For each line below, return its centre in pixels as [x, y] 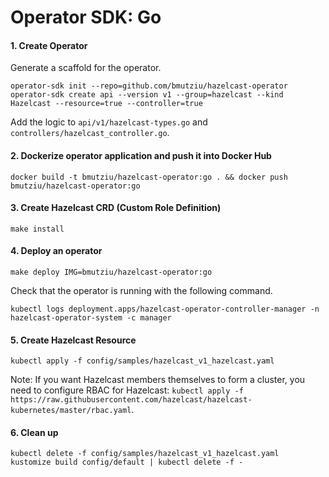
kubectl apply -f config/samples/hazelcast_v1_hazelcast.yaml [142, 361]
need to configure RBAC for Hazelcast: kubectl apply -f [127, 390]
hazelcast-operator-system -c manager [91, 318]
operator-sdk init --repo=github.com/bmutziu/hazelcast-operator [149, 86]
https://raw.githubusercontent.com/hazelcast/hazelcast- [131, 400]
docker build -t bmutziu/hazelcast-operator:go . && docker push [149, 177]
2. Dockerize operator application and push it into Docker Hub [141, 155]
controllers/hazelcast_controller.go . [90, 133]
